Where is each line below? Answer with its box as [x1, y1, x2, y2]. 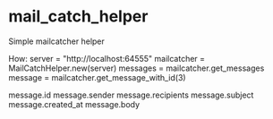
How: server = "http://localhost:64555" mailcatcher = [8, 53, 206, 64]
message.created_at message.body [8, 98, 141, 109]
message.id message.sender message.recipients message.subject [8, 89, 254, 100]
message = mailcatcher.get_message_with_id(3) [8, 72, 186, 82]
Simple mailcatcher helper [8, 36, 105, 47]
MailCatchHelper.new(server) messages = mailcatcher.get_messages [8, 63, 265, 73]
